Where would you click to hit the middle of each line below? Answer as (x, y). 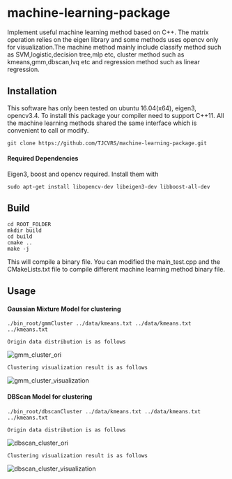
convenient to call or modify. (48, 130)
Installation (32, 91)
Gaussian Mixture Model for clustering (64, 309)
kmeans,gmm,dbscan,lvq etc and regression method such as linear (104, 61)
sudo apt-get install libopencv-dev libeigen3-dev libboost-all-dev (109, 186)
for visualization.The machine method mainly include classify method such (114, 47)
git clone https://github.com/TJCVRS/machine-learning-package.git (107, 143)
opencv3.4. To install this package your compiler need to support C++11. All (116, 115)
